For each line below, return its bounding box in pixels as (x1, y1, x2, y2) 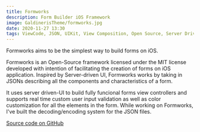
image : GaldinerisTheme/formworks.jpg (6, 20, 102, 26)
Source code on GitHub (6, 120, 64, 127)
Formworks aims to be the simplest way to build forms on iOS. (6, 47, 159, 54)
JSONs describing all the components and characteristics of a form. (6, 78, 173, 85)
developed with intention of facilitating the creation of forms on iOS (6, 65, 171, 72)
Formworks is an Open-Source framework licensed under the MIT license (6, 59, 186, 66)
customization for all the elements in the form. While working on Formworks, (6, 102, 193, 109)
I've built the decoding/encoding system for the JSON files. (6, 108, 152, 115)
